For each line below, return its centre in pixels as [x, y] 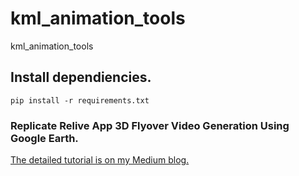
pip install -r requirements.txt [80, 100]
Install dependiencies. [81, 77]
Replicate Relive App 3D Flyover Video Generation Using [150, 125]
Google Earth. [44, 138]
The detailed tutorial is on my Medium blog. [100, 160]
